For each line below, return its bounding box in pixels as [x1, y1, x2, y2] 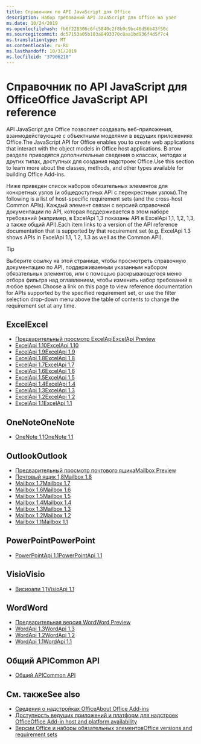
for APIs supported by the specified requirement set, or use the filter [6, 289, 177, 296]
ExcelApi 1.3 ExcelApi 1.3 [14, 387, 75, 394]
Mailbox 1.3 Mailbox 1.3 [14, 505, 71, 513]
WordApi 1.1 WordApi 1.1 [14, 638, 72, 645]
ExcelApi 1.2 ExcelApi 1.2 [14, 393, 75, 401]
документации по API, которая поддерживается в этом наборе [6, 208, 169, 215]
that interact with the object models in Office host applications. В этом [6, 144, 182, 152]
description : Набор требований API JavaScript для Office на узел [6, 15, 177, 21]
